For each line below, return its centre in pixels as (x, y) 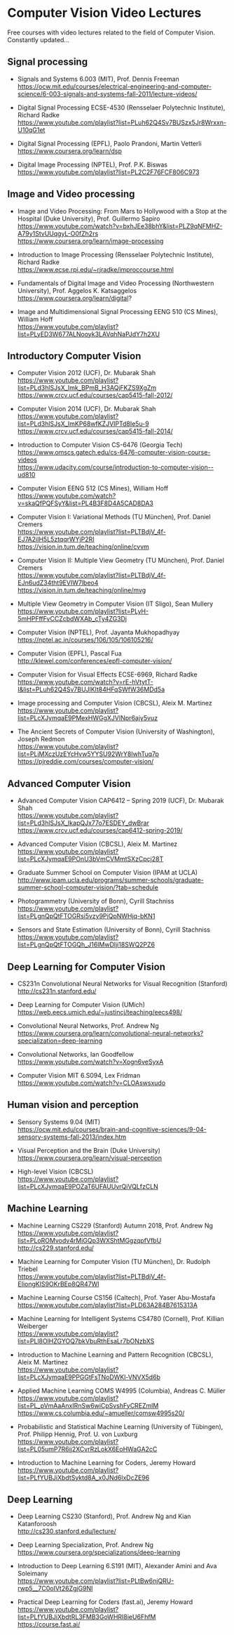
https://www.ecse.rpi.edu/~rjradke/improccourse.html (95, 269)
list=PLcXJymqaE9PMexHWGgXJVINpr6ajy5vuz (88, 718)
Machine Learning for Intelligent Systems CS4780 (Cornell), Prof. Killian (121, 1318)
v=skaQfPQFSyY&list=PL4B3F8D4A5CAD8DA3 (85, 503)
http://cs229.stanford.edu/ (56, 1248)
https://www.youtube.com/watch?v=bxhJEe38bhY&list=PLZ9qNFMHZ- (120, 226)
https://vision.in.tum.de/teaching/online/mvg (82, 590)
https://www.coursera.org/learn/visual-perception (90, 1158)
